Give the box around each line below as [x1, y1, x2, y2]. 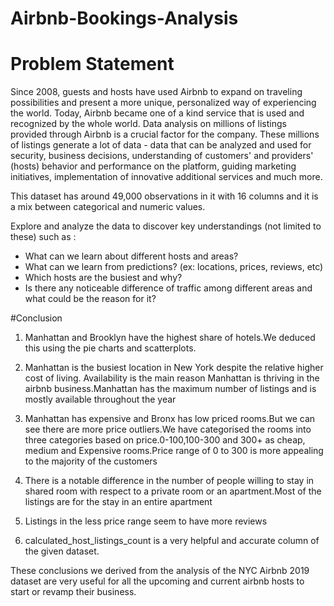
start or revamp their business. [10, 586, 137, 598]
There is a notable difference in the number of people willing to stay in [24, 475, 315, 487]
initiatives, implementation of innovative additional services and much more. [10, 171, 323, 183]
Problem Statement [10, 53, 175, 76]
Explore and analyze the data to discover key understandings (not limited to [10, 220, 322, 232]
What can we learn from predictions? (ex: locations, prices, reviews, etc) [24, 261, 324, 273]
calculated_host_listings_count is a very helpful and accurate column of [24, 535, 320, 547]
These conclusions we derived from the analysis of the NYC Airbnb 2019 [10, 565, 310, 577]
